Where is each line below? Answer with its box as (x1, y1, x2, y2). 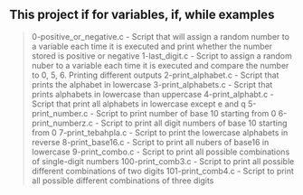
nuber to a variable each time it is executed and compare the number (31, 60, 289, 70)
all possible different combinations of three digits (31, 175, 214, 186)
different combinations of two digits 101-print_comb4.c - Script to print (31, 165, 294, 176)
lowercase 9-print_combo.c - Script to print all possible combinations (31, 146, 290, 157)
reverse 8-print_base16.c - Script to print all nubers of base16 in (31, 136, 270, 147)
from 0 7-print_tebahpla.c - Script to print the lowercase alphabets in (31, 126, 289, 138)
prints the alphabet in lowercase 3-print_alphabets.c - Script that (31, 79, 273, 89)
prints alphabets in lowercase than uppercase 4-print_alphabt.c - (31, 88, 274, 99)
